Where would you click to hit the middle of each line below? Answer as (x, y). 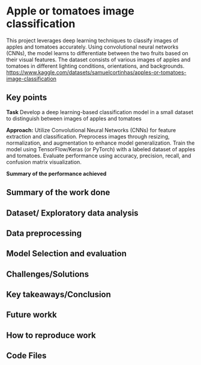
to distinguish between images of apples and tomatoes (74, 118)
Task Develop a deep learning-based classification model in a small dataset (100, 112)
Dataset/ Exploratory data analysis (73, 213)
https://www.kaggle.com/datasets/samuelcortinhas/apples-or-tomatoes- (97, 72)
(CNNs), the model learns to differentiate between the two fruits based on (97, 53)
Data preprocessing (44, 233)
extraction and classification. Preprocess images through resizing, (88, 136)
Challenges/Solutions (47, 274)
